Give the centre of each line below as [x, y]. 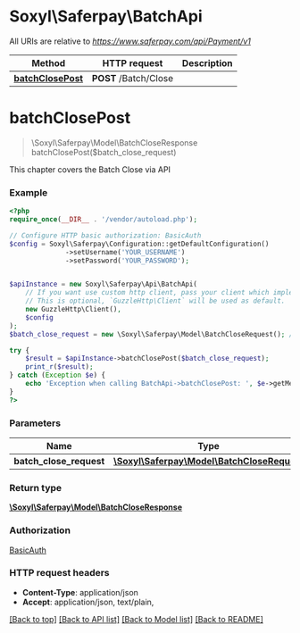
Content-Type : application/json [80, 592]
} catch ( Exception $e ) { [57, 375]
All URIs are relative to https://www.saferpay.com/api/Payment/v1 [130, 41]
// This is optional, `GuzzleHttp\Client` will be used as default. [155, 301]
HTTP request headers [59, 573]
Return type [36, 487]
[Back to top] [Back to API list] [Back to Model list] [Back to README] [136, 619]
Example [29, 192]
